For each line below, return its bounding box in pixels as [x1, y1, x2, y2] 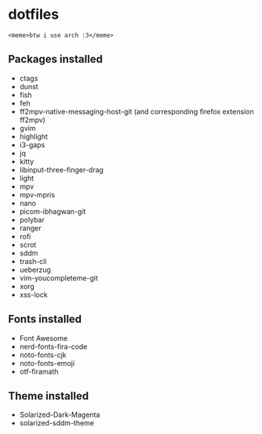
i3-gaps [19, 139, 45, 150]
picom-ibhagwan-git [19, 206, 86, 216]
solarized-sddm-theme [19, 418, 95, 428]
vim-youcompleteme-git [19, 273, 98, 283]
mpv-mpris [19, 190, 56, 199]
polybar [19, 215, 45, 224]
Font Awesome [19, 333, 68, 342]
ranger [19, 223, 42, 233]
